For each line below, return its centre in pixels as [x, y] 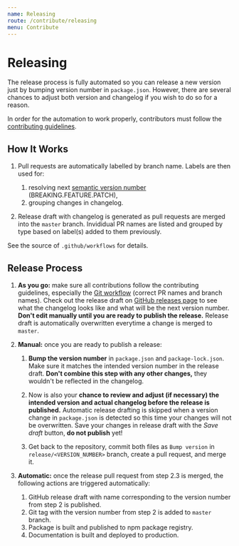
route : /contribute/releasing [52, 21]
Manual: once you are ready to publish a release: [90, 344]
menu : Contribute [33, 27]
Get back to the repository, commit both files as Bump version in [121, 446]
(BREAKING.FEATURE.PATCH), [73, 195]
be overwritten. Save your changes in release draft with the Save [123, 425]
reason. [18, 105]
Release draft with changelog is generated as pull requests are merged [121, 217]
